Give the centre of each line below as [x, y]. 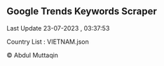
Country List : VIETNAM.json [48, 42]
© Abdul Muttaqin [33, 55]
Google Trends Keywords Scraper [82, 11]
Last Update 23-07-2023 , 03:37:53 [58, 28]
